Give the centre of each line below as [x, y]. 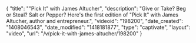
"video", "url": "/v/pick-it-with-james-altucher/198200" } [74, 34]
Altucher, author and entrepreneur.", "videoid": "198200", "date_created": [95, 21]
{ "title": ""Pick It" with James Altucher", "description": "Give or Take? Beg [96, 9]
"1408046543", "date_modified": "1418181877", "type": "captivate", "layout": [98, 27]
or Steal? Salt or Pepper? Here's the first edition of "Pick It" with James [92, 15]
